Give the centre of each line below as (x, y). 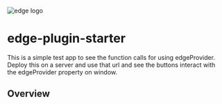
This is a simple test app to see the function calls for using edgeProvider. (111, 57)
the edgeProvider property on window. (62, 72)
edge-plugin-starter (67, 39)
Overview (29, 94)
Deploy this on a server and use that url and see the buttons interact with (111, 65)
